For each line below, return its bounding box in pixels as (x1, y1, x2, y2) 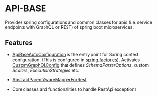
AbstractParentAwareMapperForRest (12, 76, 87, 82)
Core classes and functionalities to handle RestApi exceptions (12, 86, 137, 92)
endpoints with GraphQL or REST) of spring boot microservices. (5, 24, 134, 30)
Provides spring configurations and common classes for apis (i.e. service (5, 19, 153, 25)
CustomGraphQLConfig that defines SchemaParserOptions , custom (12, 62, 149, 68)
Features (5, 39, 33, 47)
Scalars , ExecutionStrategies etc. (12, 67, 80, 73)
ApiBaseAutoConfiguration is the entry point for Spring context (12, 51, 139, 57)
